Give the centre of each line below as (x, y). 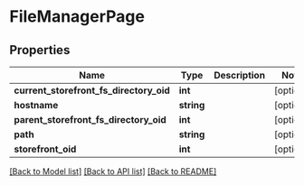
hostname (36, 105)
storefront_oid (45, 149)
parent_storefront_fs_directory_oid (90, 120)
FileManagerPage (77, 17)
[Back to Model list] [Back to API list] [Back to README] (113, 171)
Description (239, 75)
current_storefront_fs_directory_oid (92, 90)
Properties (40, 50)
